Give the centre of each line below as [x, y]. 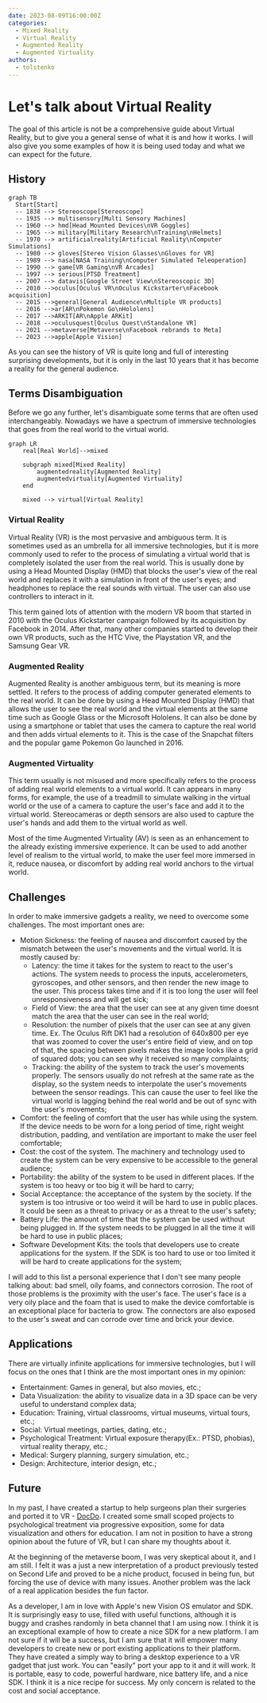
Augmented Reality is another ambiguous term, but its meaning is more [124, 683]
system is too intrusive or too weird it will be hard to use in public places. [139, 1202]
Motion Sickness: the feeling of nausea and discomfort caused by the [133, 941]
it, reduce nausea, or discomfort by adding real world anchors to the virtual [131, 863]
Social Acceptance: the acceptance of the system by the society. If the [135, 1194]
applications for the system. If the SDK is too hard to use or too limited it [137, 1253]
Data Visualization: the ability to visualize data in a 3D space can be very [138, 1395]
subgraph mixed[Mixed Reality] [74, 465]
